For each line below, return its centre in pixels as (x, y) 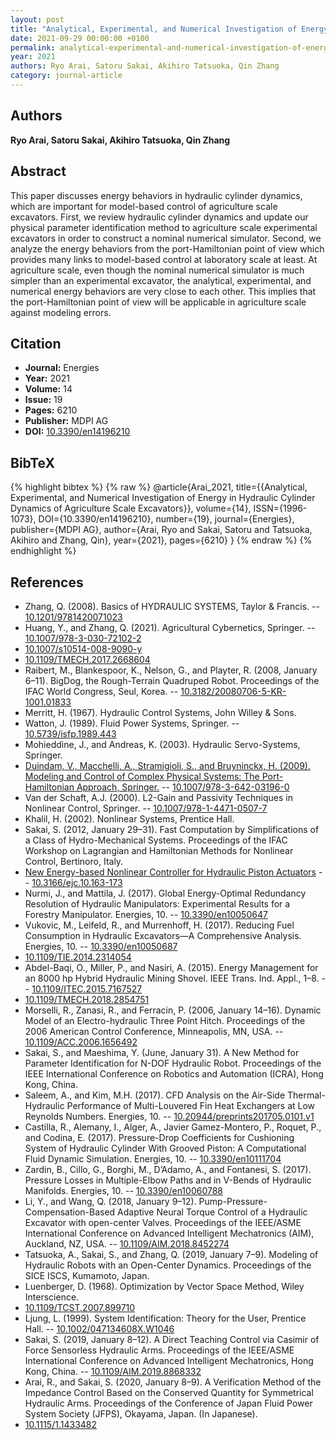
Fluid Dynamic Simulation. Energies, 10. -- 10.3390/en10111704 (153, 1158)
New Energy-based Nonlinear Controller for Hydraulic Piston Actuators (170, 872)
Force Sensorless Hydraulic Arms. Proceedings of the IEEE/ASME (159, 1350)
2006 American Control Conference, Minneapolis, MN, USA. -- (154, 1031)
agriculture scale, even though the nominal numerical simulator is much (157, 270)
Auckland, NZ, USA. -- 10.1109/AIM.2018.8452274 (127, 1243)
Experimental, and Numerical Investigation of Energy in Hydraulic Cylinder (163, 498)
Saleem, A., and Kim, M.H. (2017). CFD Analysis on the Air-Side (155, 1095)
